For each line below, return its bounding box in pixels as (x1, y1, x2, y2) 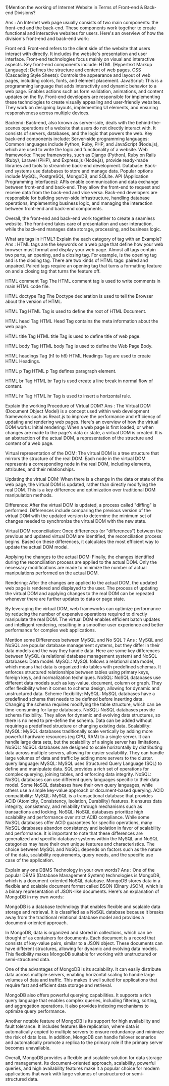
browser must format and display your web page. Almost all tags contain (5, 247, 156, 252)
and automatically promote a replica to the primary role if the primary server (5, 1039, 163, 1046)
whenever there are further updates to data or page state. (5, 596, 125, 602)
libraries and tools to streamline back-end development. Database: (5, 163, 144, 168)
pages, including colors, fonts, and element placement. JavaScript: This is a (5, 78, 163, 83)
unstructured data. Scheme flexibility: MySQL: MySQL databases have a (5, 691, 155, 697)
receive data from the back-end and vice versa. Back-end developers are (5, 190, 158, 195)
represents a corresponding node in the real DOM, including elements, (5, 461, 152, 467)
